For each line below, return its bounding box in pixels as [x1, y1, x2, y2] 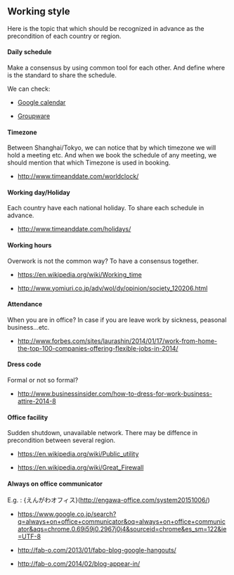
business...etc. [7, 323, 50, 331]
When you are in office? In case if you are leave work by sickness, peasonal [7, 316, 227, 324]
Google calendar [17, 98, 66, 107]
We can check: [7, 84, 51, 93]
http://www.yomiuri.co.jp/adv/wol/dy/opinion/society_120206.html [17, 284, 208, 292]
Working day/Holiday [7, 188, 70, 196]
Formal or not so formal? [7, 376, 79, 385]
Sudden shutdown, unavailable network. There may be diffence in [7, 429, 198, 437]
